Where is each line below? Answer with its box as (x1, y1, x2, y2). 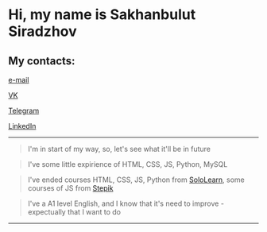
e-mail (8, 75, 29, 84)
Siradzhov (8, 22, 77, 41)
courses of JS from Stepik (27, 184, 114, 192)
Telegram (8, 106, 40, 115)
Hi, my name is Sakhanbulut (8, 6, 196, 24)
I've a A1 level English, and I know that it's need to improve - (27, 199, 225, 208)
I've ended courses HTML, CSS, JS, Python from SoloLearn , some (27, 175, 245, 184)
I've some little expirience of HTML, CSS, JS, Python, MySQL (27, 160, 228, 168)
